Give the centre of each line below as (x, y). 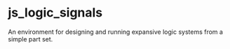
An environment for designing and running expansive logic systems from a (116, 32)
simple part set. (31, 39)
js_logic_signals (55, 13)
